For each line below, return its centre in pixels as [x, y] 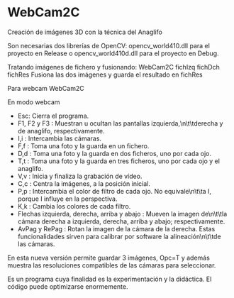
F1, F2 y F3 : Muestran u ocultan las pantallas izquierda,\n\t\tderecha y [120, 123]
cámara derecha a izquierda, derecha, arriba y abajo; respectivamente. [121, 221]
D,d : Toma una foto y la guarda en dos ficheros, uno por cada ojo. [114, 153]
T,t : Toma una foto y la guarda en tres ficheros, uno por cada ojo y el [118, 161]
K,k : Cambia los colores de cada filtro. [74, 206]
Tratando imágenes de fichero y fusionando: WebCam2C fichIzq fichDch [113, 67]
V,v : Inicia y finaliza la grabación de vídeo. [80, 176]
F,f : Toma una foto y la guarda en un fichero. [83, 145]
